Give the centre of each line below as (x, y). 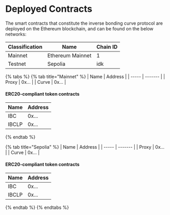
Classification (25, 47)
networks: (16, 34)
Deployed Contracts (49, 9)
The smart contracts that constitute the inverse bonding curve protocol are (84, 23)
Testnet (17, 64)
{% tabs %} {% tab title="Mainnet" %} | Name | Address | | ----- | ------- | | (85, 76)
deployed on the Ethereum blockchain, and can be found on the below (79, 28)
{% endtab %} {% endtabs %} (37, 208)
